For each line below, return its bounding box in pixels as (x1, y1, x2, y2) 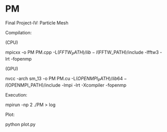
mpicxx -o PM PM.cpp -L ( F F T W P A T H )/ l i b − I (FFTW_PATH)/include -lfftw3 (5, 49, 159, 56)
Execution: (5, 92, 27, 98)
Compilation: (5, 29, 32, 35)
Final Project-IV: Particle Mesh (5, 20, 69, 26)
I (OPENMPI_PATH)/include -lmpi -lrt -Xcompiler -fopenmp (5, 82, 127, 88)
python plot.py (5, 121, 36, 127)
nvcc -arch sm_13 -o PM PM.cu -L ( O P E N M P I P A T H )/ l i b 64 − (5, 75, 127, 82)
